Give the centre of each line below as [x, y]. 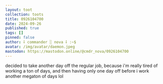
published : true [22, 28]
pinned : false [20, 38]
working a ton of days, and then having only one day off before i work [77, 71]
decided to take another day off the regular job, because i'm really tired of [81, 66]
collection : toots [24, 14]
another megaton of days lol [34, 76]
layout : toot [19, 10]
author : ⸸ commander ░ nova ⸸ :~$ [41, 42]
